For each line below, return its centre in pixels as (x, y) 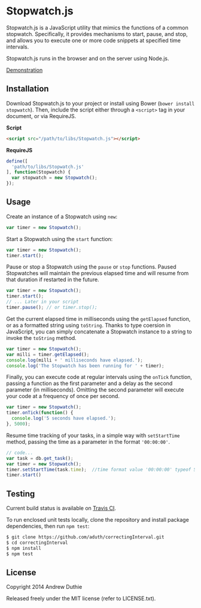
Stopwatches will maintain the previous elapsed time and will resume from (98, 273)
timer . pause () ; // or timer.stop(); (52, 308)
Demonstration (25, 70)
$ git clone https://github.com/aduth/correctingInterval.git (85, 537)
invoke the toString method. (41, 338)
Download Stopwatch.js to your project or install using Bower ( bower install (100, 103)
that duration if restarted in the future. (53, 279)
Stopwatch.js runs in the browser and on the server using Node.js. (88, 58)
